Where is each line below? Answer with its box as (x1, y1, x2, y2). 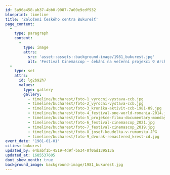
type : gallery (23, 87, 53, 92)
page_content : (5, 21, 35, 27)
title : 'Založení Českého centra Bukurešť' (5, 17, 99, 22)
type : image (23, 45, 49, 50)
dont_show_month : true (5, 157, 53, 162)
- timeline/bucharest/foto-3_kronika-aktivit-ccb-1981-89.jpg (27, 106, 162, 111)
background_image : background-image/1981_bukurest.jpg (5, 162, 123, 167)
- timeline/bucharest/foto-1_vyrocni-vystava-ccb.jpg (27, 96, 144, 101)
